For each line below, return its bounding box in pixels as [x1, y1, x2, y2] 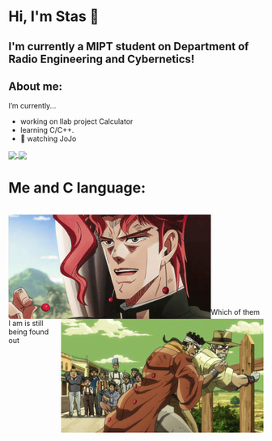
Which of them [210, 307, 261, 316]
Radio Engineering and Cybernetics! [8, 52, 195, 66]
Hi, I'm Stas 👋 [8, 7, 100, 26]
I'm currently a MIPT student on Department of [8, 40, 249, 53]
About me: [8, 79, 63, 93]
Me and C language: [8, 178, 147, 197]
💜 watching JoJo [19, 134, 77, 144]
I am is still [8, 319, 44, 329]
